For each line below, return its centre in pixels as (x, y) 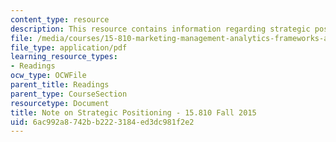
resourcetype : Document (60, 103)
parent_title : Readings (60, 85)
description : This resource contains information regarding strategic (160, 29)
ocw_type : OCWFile (48, 76)
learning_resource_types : (64, 57)
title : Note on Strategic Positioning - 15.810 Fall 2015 (133, 112)
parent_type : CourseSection (69, 94)
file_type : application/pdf (69, 47)
